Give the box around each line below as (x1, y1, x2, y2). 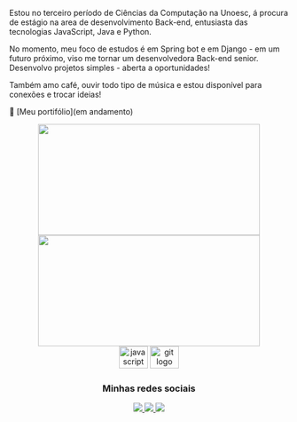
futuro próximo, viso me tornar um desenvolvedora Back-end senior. (9, 53, 259, 63)
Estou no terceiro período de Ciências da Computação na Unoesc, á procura (9, 8, 288, 18)
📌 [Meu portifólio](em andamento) (9, 107, 134, 116)
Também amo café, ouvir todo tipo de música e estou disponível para (9, 80, 262, 90)
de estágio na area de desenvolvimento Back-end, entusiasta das (9, 17, 248, 28)
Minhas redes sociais (101, 382, 197, 394)
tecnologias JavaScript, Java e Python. (9, 27, 152, 36)
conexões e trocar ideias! (9, 89, 102, 100)
